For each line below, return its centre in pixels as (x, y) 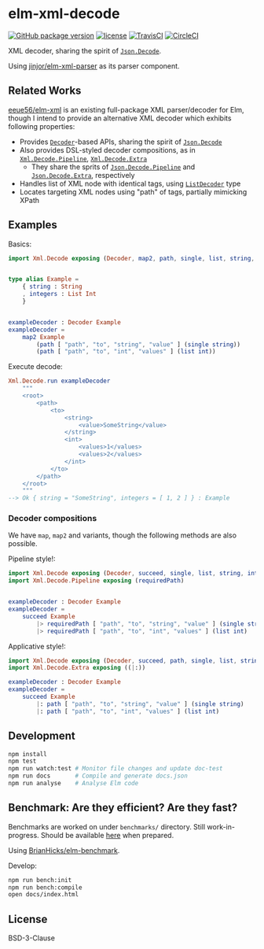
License (28, 919)
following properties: (42, 126)
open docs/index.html (44, 895)
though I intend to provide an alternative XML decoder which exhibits (120, 118)
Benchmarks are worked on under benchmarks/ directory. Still (107, 826)
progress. (24, 835)
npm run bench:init (40, 880)
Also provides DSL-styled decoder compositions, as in (107, 150)
